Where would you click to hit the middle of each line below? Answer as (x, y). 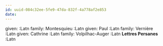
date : (11, 14)
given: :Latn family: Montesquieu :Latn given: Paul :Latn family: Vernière (79, 28)
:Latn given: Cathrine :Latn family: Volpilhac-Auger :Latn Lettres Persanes (81, 34)
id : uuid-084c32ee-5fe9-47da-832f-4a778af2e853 (56, 10)
